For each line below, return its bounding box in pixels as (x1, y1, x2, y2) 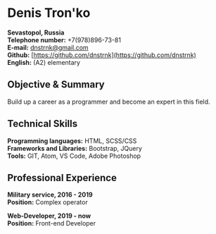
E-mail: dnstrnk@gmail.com (7, 43, 89, 51)
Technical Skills (7, 118, 78, 130)
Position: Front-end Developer (7, 219, 96, 228)
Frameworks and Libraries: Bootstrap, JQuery (7, 144, 143, 152)
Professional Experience (7, 171, 117, 184)
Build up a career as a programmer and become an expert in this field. (7, 97, 210, 106)
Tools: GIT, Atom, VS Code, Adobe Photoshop (7, 152, 141, 160)
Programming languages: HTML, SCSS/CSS (7, 136, 137, 145)
